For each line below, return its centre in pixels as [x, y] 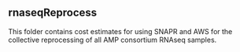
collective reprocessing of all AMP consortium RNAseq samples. [113, 40]
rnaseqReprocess [53, 13]
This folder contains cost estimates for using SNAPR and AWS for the [120, 31]
